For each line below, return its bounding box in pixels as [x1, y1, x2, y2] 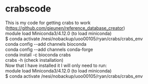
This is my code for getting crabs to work [5, 20, 91, 26]
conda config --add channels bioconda [5, 41, 87, 47]
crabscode [5, 3, 51, 15]
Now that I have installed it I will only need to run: [5, 62, 107, 68]
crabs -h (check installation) [5, 57, 64, 63]
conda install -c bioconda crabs [5, 51, 71, 58]
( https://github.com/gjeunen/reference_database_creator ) [5, 25, 125, 31]
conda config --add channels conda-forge [5, 46, 93, 52]
